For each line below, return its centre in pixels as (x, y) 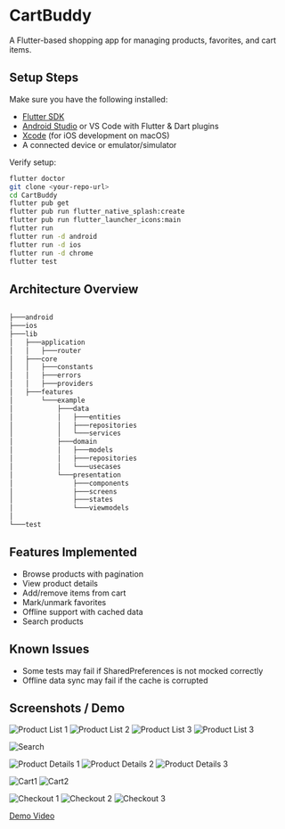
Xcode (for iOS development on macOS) (96, 135)
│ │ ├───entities (65, 417)
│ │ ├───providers (51, 384)
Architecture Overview (74, 289)
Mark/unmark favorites (64, 602)
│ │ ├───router (45, 350)
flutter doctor (37, 178)
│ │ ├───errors (45, 375)
